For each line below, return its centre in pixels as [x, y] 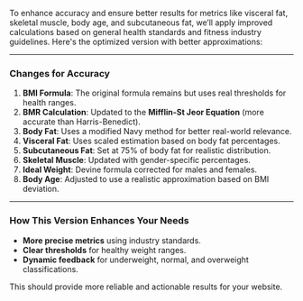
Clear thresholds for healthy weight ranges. [104, 250]
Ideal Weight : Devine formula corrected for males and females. [140, 169]
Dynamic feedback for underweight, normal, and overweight [136, 260]
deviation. [41, 189]
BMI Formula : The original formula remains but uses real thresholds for [154, 93]
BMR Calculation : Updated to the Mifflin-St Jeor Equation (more [143, 113]
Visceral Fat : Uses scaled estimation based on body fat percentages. [151, 141]
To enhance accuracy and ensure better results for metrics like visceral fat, [149, 13]
